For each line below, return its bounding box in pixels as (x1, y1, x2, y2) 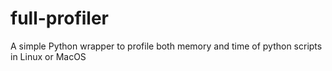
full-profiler (10, 7, 110, 30)
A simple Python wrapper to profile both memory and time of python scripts (10, 40, 323, 52)
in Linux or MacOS (10, 50, 87, 62)
